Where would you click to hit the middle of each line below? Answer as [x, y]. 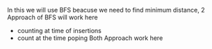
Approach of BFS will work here [53, 17]
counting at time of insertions [59, 31]
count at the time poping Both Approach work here [90, 38]
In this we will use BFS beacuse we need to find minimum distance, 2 [106, 10]
